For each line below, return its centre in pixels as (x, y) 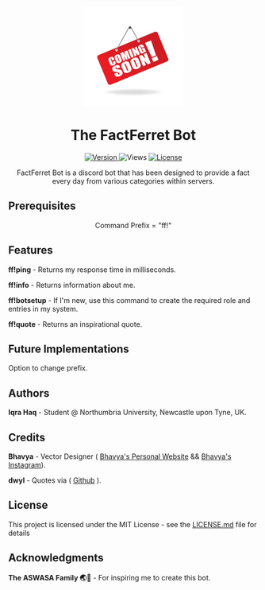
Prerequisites (42, 206)
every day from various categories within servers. (133, 180)
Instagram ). (27, 465)
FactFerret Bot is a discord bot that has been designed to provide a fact (133, 173)
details (19, 533)
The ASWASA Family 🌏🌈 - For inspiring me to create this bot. (109, 577)
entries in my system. (43, 309)
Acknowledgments (56, 558)
